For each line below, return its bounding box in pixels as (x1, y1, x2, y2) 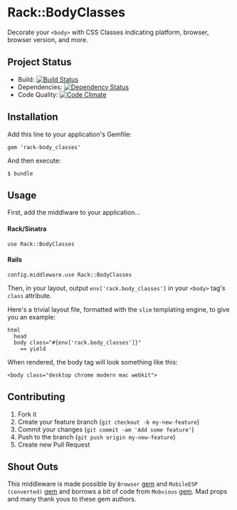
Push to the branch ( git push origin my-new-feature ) (17, 432, 176, 441)
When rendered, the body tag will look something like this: (7, 357, 178, 366)
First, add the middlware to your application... (7, 208, 141, 217)
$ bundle (7, 170, 33, 177)
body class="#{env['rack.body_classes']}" (14, 339, 142, 346)
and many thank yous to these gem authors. (7, 495, 137, 504)
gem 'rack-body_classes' (7, 143, 81, 151)
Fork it (17, 409, 37, 418)
